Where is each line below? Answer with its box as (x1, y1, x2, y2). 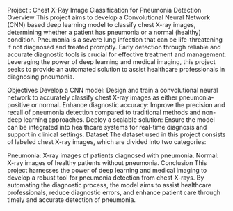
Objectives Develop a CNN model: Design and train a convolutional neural (7, 86, 218, 94)
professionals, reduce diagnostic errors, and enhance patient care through (7, 188, 221, 196)
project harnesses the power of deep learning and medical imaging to (7, 166, 207, 174)
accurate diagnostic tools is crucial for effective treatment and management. (7, 50, 227, 58)
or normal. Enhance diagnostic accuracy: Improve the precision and (31, 101, 225, 109)
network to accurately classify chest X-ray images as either (7, 93, 178, 102)
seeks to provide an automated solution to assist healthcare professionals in (7, 65, 225, 73)
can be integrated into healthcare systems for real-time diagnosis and (7, 123, 207, 131)
